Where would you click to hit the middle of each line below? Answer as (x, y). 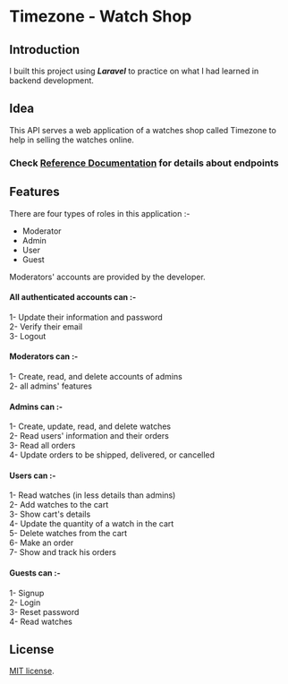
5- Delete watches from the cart (68, 534)
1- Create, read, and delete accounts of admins (96, 376)
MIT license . (32, 671)
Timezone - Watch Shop (101, 17)
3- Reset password (44, 611)
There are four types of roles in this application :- (100, 213)
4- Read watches (41, 621)
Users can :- (33, 475)
